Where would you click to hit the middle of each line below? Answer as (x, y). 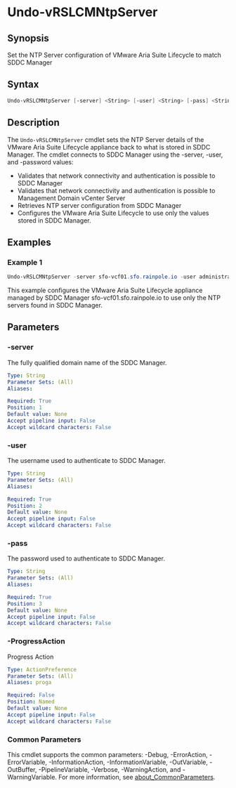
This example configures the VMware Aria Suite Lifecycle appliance (105, 290)
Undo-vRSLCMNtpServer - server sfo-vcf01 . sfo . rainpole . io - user (102, 277)
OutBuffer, (22, 769)
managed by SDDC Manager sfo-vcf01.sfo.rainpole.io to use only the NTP (114, 298)
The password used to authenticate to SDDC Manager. (86, 558)
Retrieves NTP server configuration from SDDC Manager (99, 205)
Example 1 (25, 262)
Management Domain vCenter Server (71, 198)
